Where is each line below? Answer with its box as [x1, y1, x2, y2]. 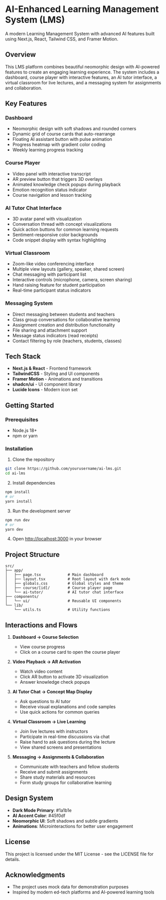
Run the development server [12, 508, 71, 514]
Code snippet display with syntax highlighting [12, 237, 106, 243]
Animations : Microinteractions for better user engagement [12, 823, 133, 829]
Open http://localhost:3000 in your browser [12, 536, 102, 542]
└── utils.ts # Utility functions [14, 607, 111, 612]
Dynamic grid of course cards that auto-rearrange [12, 131, 116, 137]
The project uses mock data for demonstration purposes [12, 884, 129, 890]
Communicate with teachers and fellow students [19, 764, 120, 770]
